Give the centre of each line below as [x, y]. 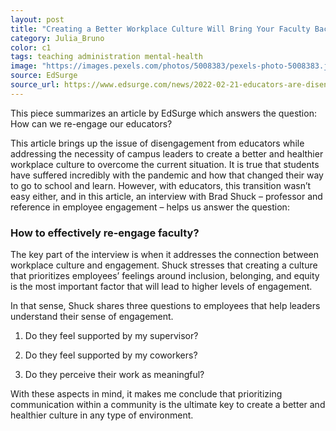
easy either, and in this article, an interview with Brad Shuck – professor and [166, 196]
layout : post [37, 19]
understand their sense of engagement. [92, 317]
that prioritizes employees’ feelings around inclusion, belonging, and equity [165, 276]
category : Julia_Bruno [57, 38]
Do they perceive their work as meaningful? [114, 375]
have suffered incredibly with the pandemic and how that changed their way [167, 175]
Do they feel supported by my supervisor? [111, 336]
